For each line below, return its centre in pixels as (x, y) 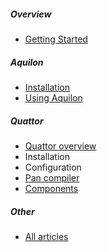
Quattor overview (60, 146)
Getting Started (56, 39)
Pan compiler (52, 177)
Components (51, 188)
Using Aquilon (53, 97)
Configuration (53, 167)
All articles (46, 236)
